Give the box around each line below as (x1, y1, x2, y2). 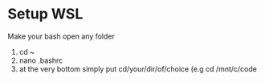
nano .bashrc (18, 55, 63, 65)
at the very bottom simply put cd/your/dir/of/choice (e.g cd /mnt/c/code (18, 64, 258, 73)
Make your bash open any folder (7, 31, 116, 41)
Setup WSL (7, 5, 84, 23)
